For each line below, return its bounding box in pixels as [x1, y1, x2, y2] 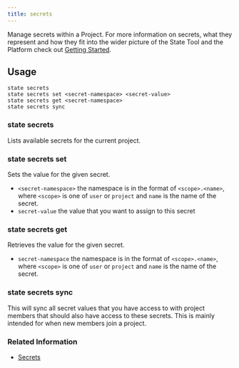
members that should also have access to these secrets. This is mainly [7, 311, 215, 320]
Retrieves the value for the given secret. [7, 240, 125, 250]
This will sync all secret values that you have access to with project [7, 304, 205, 312]
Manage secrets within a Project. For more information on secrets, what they [7, 30, 233, 39]
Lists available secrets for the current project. [7, 136, 141, 145]
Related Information [7, 337, 78, 347]
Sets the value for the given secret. [7, 170, 111, 179]
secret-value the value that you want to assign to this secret [17, 207, 195, 215]
